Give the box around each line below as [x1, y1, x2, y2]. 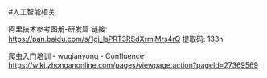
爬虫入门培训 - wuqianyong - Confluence [8, 51, 145, 60]
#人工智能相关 [8, 7, 55, 16]
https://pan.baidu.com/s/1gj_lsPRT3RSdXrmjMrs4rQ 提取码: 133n [8, 35, 224, 43]
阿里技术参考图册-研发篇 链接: [8, 24, 108, 34]
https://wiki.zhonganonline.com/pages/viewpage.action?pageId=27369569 [8, 60, 259, 70]
